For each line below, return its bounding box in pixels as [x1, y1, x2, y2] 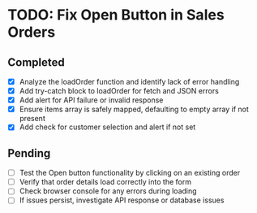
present [19, 114, 45, 124]
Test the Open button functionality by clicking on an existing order [19, 168, 241, 178]
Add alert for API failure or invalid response [19, 95, 164, 105]
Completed [7, 55, 66, 69]
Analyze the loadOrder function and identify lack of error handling [19, 77, 240, 86]
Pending [7, 146, 51, 160]
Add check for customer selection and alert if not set [19, 122, 196, 132]
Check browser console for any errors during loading [19, 186, 197, 196]
